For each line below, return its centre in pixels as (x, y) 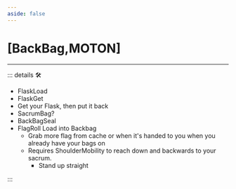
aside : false (26, 14)
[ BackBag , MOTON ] (64, 48)
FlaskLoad (32, 91)
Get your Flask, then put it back (63, 106)
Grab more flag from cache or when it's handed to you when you (122, 135)
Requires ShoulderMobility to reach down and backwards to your (122, 150)
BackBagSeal (37, 120)
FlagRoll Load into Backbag (57, 128)
